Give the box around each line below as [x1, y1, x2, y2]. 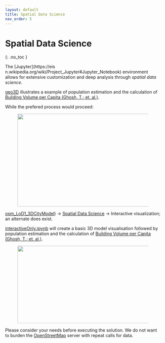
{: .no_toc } [5, 54, 28, 60]
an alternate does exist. [5, 216, 53, 222]
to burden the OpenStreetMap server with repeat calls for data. [5, 333, 133, 339]
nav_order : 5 [5, 16, 32, 21]
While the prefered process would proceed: [5, 104, 94, 110]
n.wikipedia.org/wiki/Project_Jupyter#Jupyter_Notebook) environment [5, 69, 148, 75]
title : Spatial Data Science [5, 12, 65, 17]
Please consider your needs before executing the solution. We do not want [5, 327, 157, 333]
